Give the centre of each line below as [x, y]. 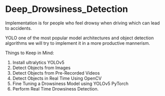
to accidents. [18, 28]
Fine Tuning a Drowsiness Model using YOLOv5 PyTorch [70, 84]
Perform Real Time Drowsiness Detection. [55, 89]
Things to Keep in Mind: [29, 53]
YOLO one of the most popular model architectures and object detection [79, 38]
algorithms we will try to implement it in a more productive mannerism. [77, 43]
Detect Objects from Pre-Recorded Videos [56, 73]
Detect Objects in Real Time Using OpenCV [57, 78]
